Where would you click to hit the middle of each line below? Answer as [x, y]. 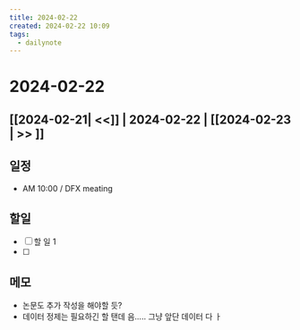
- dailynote [40, 42]
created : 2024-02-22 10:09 [60, 26]
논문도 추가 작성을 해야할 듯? [72, 306]
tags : [19, 34]
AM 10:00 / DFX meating [68, 188]
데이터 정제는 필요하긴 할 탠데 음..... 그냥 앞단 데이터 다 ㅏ [122, 317]
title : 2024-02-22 [43, 17]
